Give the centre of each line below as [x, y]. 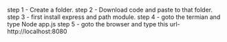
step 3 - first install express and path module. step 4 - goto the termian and [114, 17]
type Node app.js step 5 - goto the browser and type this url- [94, 24]
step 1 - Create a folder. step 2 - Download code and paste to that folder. [110, 10]
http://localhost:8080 [37, 31]
